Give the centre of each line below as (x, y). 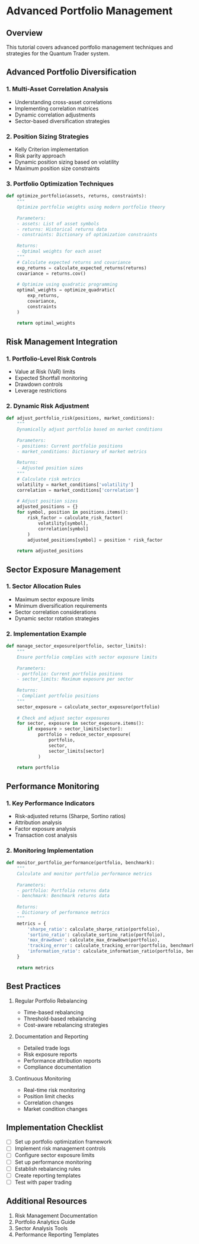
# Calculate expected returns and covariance (74, 262)
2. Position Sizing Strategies (47, 136)
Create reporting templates (48, 1175)
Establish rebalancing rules (48, 1168)
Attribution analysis (38, 822)
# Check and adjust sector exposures (63, 718)
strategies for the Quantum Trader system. (58, 54)
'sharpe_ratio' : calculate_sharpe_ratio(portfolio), (94, 929)
